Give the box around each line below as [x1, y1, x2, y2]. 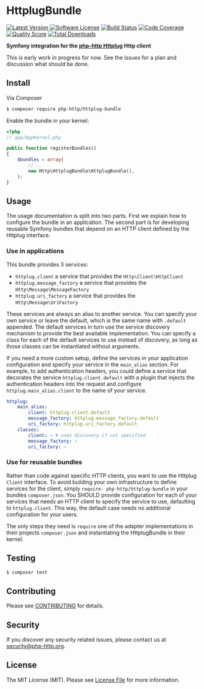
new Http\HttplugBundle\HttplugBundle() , [28, 168, 135, 174]
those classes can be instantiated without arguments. [6, 342, 141, 350]
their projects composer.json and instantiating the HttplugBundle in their [6, 529, 186, 536]
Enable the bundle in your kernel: [6, 117, 90, 124]
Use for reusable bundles [6, 458, 83, 466]
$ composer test [6, 569, 47, 575]
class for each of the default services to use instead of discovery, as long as [6, 336, 198, 343]
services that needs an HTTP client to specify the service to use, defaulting [6, 497, 196, 505]
